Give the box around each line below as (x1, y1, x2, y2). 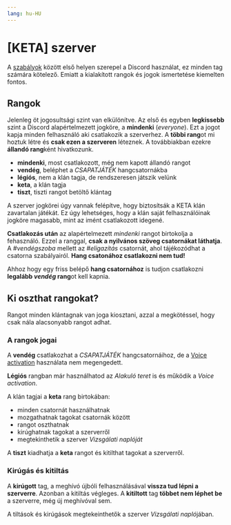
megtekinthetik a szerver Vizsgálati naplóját (17, 435, 143, 443)
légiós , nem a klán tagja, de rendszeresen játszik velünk (17, 174, 177, 182)
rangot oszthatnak (17, 421, 70, 429)
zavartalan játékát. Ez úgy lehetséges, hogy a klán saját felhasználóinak (7, 209, 211, 217)
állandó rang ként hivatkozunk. (7, 145, 94, 154)
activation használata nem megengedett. (7, 358, 123, 367)
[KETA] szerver (7, 39, 97, 55)
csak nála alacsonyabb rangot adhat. (7, 318, 112, 326)
